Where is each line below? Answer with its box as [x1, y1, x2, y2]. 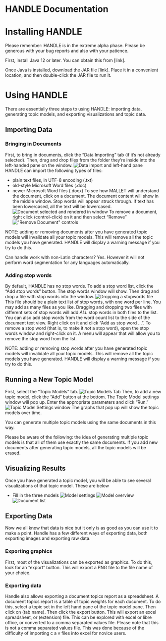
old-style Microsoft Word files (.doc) [12, 182, 87, 188]
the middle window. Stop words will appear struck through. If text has [12, 198, 154, 204]
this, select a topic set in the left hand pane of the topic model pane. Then [5, 604, 156, 610]
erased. [5, 450, 21, 456]
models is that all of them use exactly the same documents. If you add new [5, 439, 158, 445]
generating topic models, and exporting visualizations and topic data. [5, 111, 146, 117]
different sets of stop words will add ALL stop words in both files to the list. [5, 310, 158, 316]
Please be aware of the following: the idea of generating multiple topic [5, 434, 149, 440]
